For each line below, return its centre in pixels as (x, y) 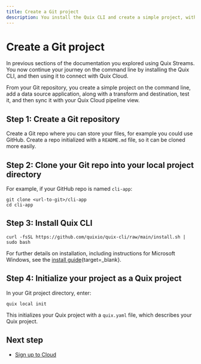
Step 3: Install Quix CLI (49, 223)
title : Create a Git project (42, 12)
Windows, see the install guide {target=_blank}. (64, 259)
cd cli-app (20, 205)
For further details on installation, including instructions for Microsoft (91, 253)
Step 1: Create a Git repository (63, 119)
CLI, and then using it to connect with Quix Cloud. (67, 76)
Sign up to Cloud (36, 354)
